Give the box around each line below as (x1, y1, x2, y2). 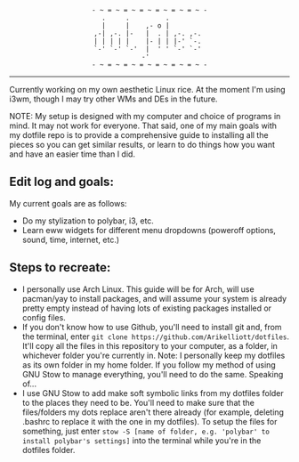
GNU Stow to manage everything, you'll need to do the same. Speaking (21, 369, 284, 379)
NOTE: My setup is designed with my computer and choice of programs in (9, 111, 281, 121)
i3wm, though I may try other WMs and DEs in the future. (9, 93, 218, 104)
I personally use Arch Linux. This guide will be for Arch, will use (21, 283, 255, 295)
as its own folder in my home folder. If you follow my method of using (21, 359, 276, 370)
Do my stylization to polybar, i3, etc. (21, 215, 154, 226)
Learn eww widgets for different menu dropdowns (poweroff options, (21, 224, 276, 235)
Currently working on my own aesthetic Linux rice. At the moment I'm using (9, 85, 287, 94)
